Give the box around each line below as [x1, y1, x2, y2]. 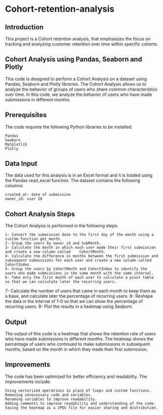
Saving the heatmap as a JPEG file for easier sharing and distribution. [5, 405, 159, 410]
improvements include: [5, 378, 51, 385]
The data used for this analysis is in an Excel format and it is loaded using [5, 172, 153, 178]
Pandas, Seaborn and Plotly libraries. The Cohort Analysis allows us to [5, 81, 146, 87]
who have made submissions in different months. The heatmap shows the [5, 336, 154, 342]
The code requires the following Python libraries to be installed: [5, 124, 133, 130]
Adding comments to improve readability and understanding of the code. [5, 401, 156, 406]
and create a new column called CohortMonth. [5, 250, 106, 254]
